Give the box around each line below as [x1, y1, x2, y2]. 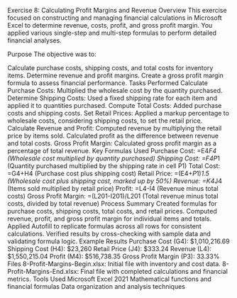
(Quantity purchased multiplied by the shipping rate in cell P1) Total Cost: [7, 162, 221, 170]
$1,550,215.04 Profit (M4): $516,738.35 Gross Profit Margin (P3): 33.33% [7, 252, 220, 260]
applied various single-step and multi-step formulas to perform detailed [7, 28, 217, 37]
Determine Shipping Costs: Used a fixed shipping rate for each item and [7, 94, 218, 102]
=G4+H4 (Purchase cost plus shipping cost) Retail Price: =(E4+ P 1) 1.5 [7, 170, 209, 177]
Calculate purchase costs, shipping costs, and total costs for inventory [7, 64, 214, 72]
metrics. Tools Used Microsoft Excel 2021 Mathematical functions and [7, 275, 211, 283]
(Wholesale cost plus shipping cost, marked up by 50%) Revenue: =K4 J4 [7, 177, 222, 185]
